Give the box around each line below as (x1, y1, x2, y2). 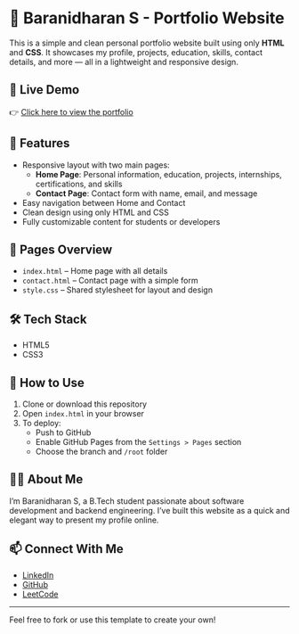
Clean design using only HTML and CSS (21, 207, 169, 218)
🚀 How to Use (9, 375, 85, 391)
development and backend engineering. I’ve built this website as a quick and (9, 505, 290, 515)
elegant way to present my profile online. (9, 515, 159, 525)
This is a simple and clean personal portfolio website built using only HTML (9, 37, 285, 48)
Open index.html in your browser (21, 408, 145, 418)
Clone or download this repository (21, 399, 148, 409)
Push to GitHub (35, 427, 92, 438)
